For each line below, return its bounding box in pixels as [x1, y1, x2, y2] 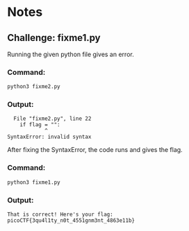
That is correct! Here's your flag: [7, 211, 113, 218]
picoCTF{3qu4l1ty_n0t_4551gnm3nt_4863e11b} [7, 216, 135, 224]
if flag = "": [19, 121, 60, 128]
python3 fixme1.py [7, 178, 60, 186]
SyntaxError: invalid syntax [7, 133, 92, 141]
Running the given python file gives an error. [7, 50, 134, 58]
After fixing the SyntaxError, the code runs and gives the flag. [7, 146, 183, 154]
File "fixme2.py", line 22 [13, 115, 92, 122]
